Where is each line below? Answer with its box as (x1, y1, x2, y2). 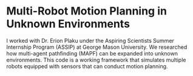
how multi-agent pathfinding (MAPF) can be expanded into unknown (6, 49, 178, 57)
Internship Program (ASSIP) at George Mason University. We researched (6, 43, 188, 51)
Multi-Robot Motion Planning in (6, 4, 167, 18)
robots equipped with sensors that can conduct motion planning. (6, 62, 168, 70)
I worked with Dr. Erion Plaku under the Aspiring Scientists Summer (6, 37, 175, 44)
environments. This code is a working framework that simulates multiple (6, 56, 186, 63)
